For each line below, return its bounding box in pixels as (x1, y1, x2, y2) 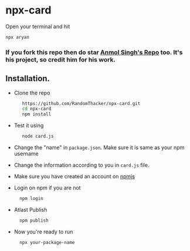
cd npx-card (22, 106, 52, 112)
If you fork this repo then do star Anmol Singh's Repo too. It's (5, 48, 183, 56)
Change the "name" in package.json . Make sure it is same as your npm (13, 144, 185, 151)
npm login (19, 196, 43, 202)
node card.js (22, 133, 54, 140)
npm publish (19, 218, 49, 223)
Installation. (5, 74, 50, 84)
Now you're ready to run (13, 228, 73, 235)
